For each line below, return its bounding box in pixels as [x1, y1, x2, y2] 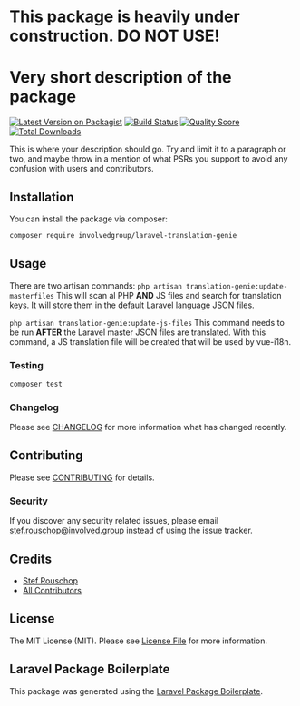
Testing [9, 358, 44, 371]
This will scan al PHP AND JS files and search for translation [55, 289, 282, 300]
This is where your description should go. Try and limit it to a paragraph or [9, 143, 287, 155]
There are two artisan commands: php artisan [9, 279, 183, 291]
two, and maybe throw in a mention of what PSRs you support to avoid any [9, 153, 288, 164]
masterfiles [9, 291, 54, 300]
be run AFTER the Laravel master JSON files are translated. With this [9, 327, 266, 338]
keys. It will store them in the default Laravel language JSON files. [9, 299, 256, 310]
